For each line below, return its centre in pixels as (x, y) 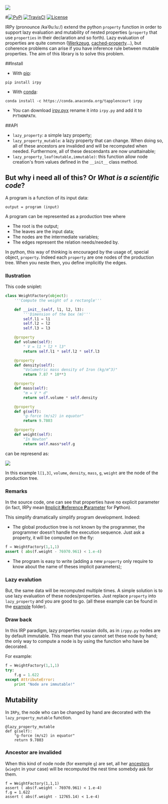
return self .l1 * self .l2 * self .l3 (61, 351)
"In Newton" (36, 439)
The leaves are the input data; (43, 231)
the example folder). (26, 607)
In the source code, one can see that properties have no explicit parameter (82, 502)
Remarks (16, 491)
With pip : (22, 73)
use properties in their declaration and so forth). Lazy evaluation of (75, 38)
